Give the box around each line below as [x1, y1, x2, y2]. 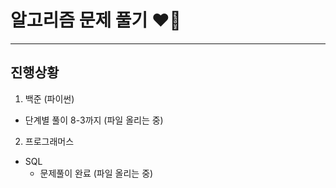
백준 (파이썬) [24, 92, 75, 105]
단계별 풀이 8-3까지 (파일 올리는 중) [24, 114, 164, 126]
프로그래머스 [24, 135, 75, 147]
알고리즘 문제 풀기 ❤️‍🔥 [10, 9, 182, 32]
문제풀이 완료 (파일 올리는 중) [39, 167, 154, 179]
